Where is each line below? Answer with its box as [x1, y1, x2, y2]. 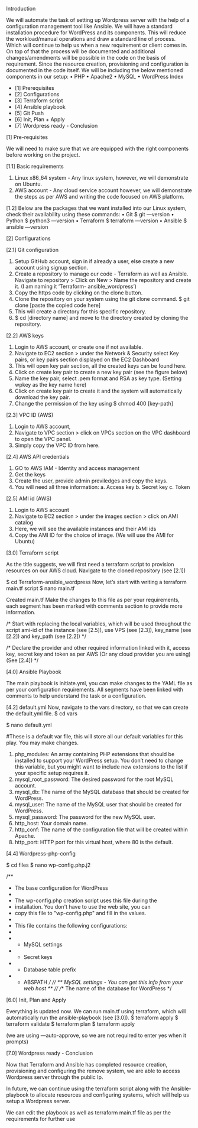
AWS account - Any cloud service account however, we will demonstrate [14, 187, 192, 194]
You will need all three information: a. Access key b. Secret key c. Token [14, 484, 190, 490]
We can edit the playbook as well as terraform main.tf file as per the [6, 1109, 171, 1116]
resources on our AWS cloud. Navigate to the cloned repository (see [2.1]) [6, 567, 186, 574]
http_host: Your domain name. [14, 820, 88, 826]
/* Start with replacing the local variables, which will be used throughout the [6, 620, 191, 627]
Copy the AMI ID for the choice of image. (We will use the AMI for [14, 531, 174, 539]
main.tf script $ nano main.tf [6, 585, 75, 592]
